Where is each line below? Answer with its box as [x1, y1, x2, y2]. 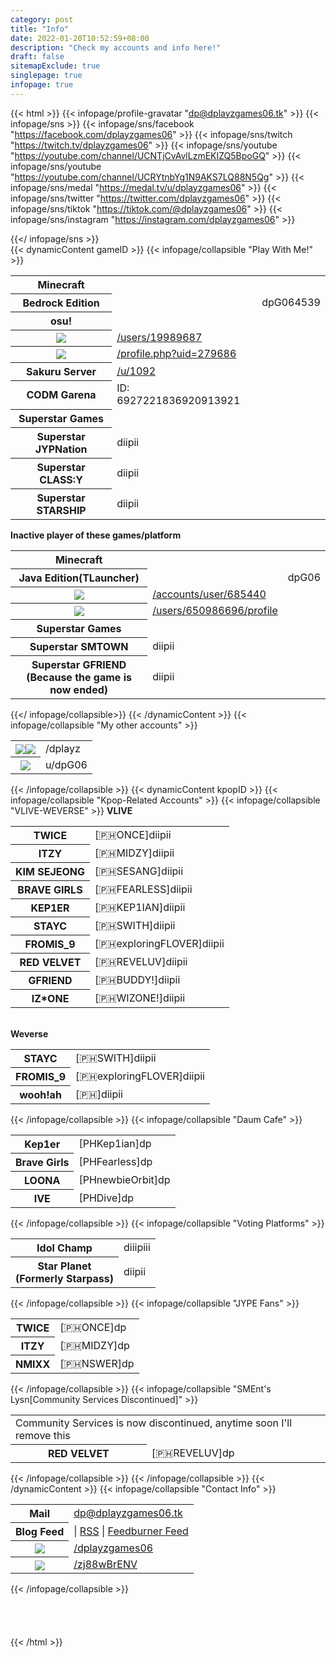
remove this [15, 1428, 71, 1442]
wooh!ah [19, 1087, 62, 1101]
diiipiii [123, 1241, 151, 1254]
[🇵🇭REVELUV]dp [151, 1446, 235, 1460]
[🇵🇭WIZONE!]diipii [94, 991, 186, 1005]
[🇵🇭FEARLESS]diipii [94, 882, 193, 896]
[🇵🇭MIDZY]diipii [94, 846, 175, 860]
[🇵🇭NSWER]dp [59, 1356, 135, 1370]
